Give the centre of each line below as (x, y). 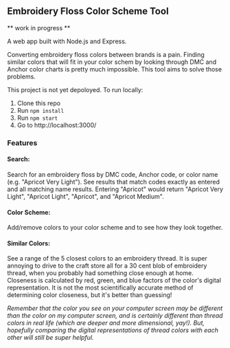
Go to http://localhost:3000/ (57, 125)
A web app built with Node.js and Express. (67, 41)
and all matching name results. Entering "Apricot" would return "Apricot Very (115, 189)
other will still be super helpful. (50, 338)
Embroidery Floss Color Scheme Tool (88, 11)
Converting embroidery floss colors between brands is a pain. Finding (106, 54)
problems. (21, 76)
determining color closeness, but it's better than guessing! (90, 295)
